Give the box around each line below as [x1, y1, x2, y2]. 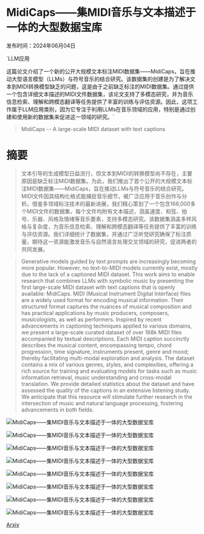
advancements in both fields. [21, 406, 94, 413]
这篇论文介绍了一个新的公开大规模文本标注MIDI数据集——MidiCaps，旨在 [6, 67, 191, 75]
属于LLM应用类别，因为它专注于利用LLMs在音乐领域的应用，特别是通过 [11, 106, 191, 113]
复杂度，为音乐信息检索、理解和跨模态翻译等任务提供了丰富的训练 [32, 223, 197, 230]
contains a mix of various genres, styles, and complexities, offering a [21, 360, 194, 368]
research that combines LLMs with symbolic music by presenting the [21, 277, 194, 284]
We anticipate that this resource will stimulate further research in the [21, 393, 192, 400]
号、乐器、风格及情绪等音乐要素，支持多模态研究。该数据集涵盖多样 [21, 215, 192, 222]
